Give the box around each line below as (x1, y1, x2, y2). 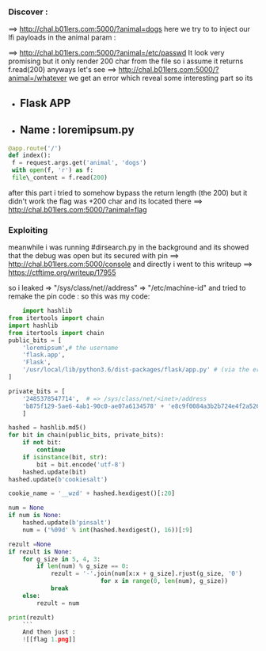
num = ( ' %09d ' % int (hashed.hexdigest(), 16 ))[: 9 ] (22, 526, 193, 534)
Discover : (8, 6, 49, 17)
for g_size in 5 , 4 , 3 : (22, 555, 101, 563)
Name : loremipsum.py (19, 124, 135, 137)
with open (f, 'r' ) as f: (11, 166, 93, 174)
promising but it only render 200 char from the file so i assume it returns (8, 56, 244, 66)
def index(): (8, 151, 51, 160)
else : (22, 592, 41, 600)
